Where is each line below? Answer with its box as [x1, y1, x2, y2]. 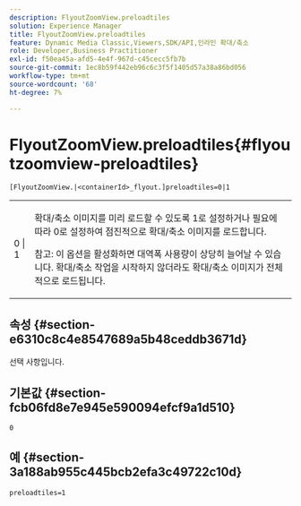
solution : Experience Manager [9, 21, 123, 30]
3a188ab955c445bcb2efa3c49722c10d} [9, 465, 242, 480]
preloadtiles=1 [9, 488, 66, 497]
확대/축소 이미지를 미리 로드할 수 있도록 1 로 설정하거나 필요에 [34, 212, 278, 225]
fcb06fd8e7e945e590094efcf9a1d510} [9, 399, 236, 415]
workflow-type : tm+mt [9, 72, 90, 81]
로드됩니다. [61, 275, 106, 287]
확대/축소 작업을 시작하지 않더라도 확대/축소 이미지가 [55, 262, 264, 274]
